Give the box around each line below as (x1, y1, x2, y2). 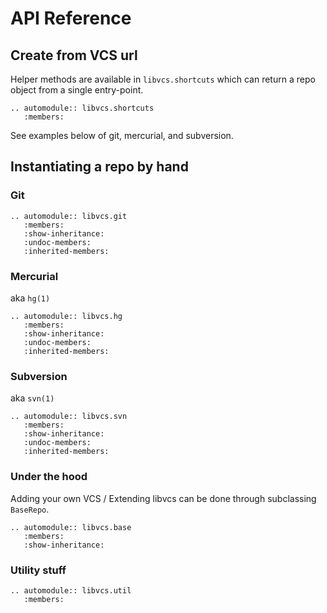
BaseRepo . (10, 503, 50, 515)
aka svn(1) (10, 392, 55, 404)
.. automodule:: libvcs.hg (10, 311, 123, 321)
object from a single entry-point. (10, 84, 144, 96)
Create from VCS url (10, 47, 138, 64)
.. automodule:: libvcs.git (10, 211, 128, 221)
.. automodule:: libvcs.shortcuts (10, 103, 155, 113)
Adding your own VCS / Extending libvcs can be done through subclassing (10, 492, 317, 504)
